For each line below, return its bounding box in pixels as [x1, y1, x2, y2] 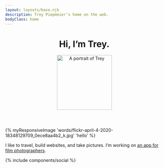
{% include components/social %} [5, 157, 76, 163]
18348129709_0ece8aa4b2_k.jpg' [5, 132, 75, 138]
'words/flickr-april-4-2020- [57, 127, 114, 133]
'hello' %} [75, 132, 96, 138]
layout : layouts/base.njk [5, 7, 59, 13]
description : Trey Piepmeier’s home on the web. [5, 12, 109, 17]
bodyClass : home [5, 17, 39, 22]
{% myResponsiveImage [5, 127, 56, 133]
